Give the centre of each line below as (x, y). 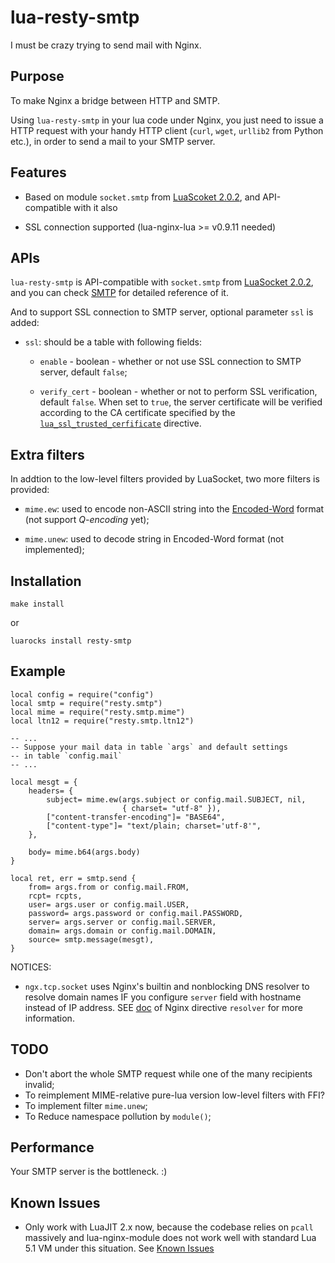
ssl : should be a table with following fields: (113, 342)
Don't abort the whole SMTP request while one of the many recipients (168, 1073)
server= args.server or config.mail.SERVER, (122, 922)
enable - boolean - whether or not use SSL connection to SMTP (170, 362)
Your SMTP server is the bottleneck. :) (89, 1172)
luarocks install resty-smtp (71, 641)
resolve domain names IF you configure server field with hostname (163, 997)
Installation (46, 581)
